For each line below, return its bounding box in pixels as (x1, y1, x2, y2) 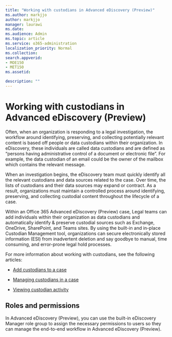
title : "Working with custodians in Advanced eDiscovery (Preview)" (5, 7, 155, 13)
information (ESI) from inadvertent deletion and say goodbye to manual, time (5, 235, 167, 242)
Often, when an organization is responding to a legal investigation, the (5, 129, 153, 135)
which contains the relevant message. (5, 161, 86, 167)
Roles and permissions (5, 301, 80, 310)
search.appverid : (5, 55, 43, 61)
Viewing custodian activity (12, 286, 69, 292)
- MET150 (5, 65, 24, 70)
